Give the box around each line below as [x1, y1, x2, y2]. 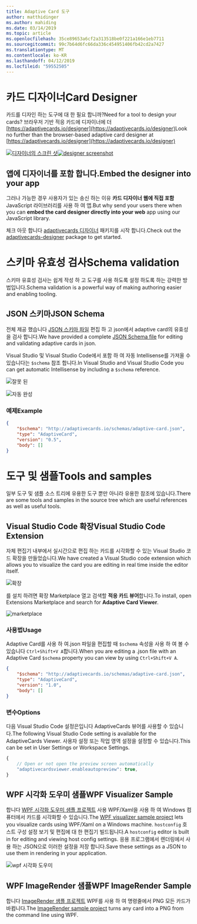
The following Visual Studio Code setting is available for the [12, 730, 157, 737]
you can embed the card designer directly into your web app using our [6, 208, 181, 215]
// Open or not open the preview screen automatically [16, 760, 154, 767]
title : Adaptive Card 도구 [6, 8, 70, 15]
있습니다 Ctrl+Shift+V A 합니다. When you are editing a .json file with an [6, 648, 176, 655]
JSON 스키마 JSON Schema [6, 309, 105, 319]
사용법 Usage [6, 626, 42, 634]
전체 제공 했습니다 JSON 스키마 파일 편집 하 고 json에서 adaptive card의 [6, 325, 173, 333]
